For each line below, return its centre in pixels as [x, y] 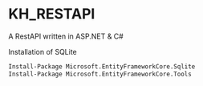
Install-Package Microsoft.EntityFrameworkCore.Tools [100, 74]
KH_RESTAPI [52, 14]
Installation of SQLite [43, 51]
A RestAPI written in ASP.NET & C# [66, 36]
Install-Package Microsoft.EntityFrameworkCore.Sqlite [102, 66]
